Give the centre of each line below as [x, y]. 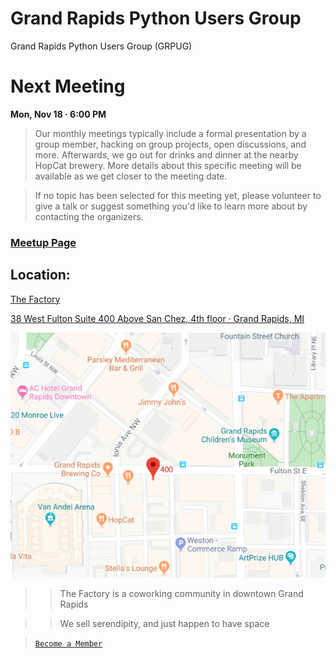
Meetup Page [43, 242]
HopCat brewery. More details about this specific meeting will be [168, 165]
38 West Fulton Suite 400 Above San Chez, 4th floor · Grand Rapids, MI [157, 318]
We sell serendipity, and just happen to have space [164, 624]
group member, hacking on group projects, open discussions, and [170, 144]
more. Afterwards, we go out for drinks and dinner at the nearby [166, 154]
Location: [40, 275]
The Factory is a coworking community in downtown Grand [181, 594]
